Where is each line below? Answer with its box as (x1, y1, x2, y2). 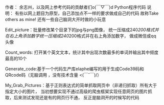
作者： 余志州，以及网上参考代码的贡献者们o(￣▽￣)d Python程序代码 (5, 4, 146, 10)
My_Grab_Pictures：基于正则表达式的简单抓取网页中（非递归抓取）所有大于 (5, 83, 158, 88)
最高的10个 (5, 56, 27, 61)
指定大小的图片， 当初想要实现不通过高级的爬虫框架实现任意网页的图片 (5, 88, 148, 94)
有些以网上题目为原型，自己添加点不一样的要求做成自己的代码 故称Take (14, 10, 159, 16)
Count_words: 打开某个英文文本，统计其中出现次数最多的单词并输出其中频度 (5, 49, 159, 55)
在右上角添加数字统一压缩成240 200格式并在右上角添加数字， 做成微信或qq (5, 33, 157, 39)
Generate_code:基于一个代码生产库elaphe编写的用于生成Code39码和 (5, 66, 144, 72)
